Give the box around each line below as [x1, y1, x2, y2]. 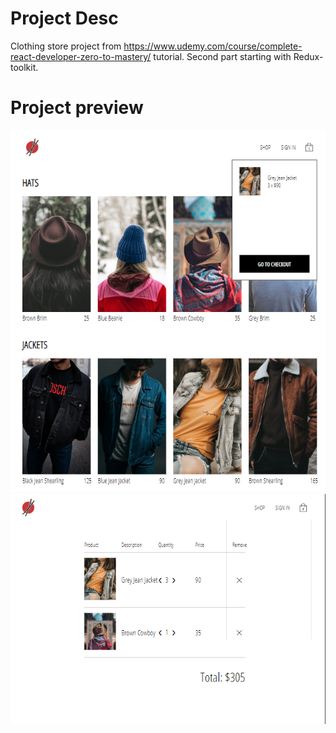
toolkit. [10, 61, 39, 73]
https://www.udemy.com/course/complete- [123, 40, 303, 52]
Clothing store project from [10, 40, 122, 52]
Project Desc [10, 7, 119, 30]
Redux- [293, 50, 324, 62]
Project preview [10, 97, 144, 119]
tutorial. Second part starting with [153, 50, 292, 62]
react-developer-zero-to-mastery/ [10, 50, 152, 62]
